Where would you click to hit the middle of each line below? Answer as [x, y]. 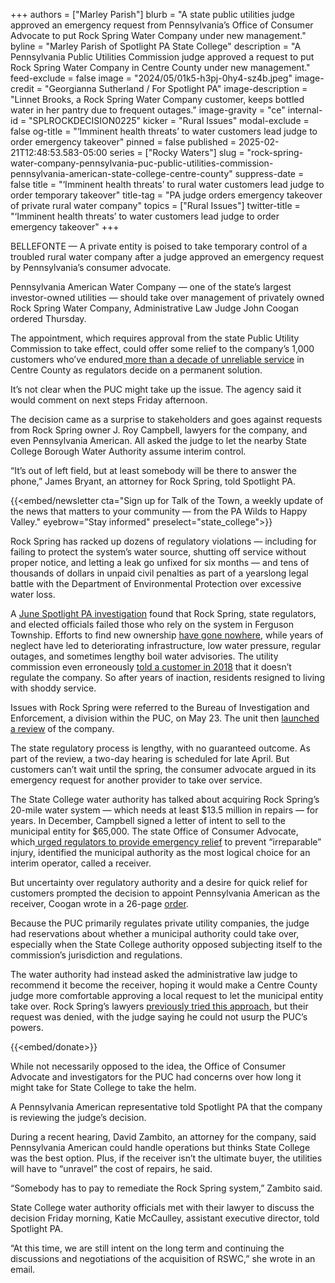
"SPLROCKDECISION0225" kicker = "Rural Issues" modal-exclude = [169, 120]
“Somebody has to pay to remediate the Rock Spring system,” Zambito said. [166, 1188]
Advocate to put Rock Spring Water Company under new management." [158, 35]
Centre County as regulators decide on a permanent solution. [136, 370]
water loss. [33, 594]
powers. [27, 1027]
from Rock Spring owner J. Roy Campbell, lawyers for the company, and [159, 430]
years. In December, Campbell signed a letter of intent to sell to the [148, 820]
